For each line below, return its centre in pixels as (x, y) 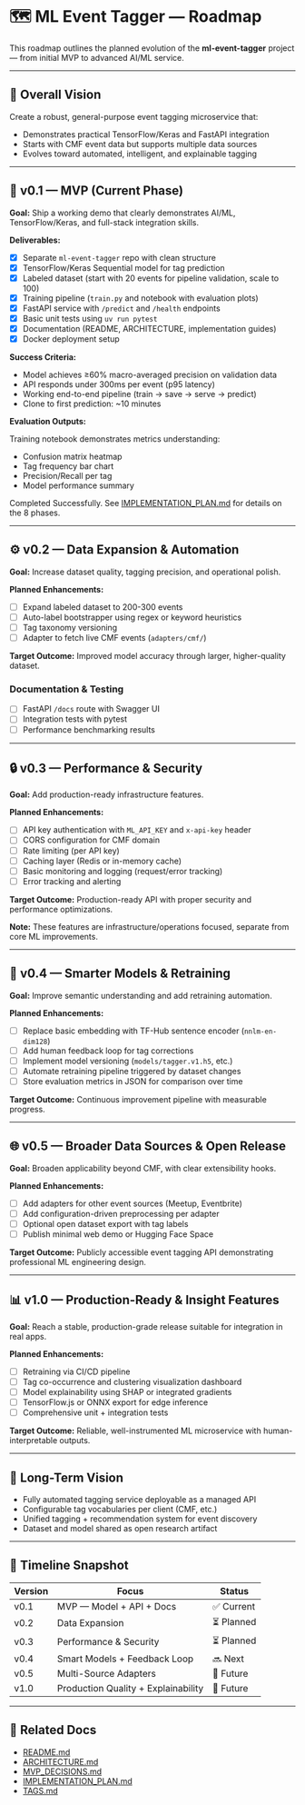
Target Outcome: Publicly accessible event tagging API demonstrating (142, 1252)
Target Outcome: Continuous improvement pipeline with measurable (138, 1099)
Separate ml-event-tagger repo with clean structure (119, 257)
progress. (27, 1109)
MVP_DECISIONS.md (62, 1771)
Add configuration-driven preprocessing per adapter (121, 1213)
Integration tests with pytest (75, 719)
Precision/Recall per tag (67, 476)
